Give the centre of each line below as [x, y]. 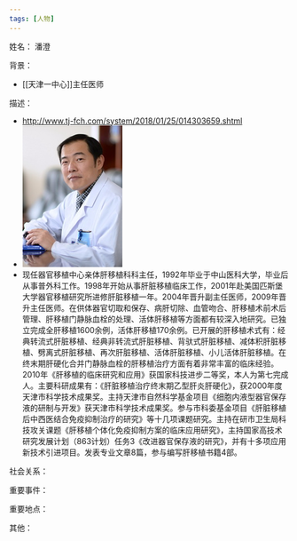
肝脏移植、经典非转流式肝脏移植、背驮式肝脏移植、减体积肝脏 [166, 341]
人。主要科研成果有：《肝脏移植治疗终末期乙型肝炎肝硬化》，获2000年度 [152, 386]
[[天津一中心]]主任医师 [63, 84]
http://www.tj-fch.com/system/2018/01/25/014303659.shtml [132, 121]
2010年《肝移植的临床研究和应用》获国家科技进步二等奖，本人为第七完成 [155, 374]
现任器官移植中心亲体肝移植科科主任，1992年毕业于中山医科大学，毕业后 [155, 274]
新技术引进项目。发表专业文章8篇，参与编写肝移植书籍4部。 [132, 452]
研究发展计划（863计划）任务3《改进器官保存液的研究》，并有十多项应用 [154, 441]
